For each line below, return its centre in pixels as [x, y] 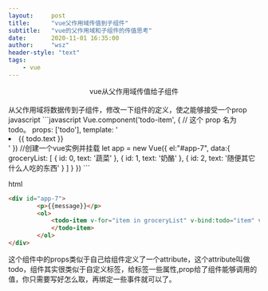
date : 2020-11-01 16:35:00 [64, 38]
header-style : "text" [44, 53]
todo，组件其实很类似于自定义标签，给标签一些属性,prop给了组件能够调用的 [133, 269]
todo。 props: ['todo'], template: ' [63, 129]
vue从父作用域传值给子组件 [134, 91]
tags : [17, 61]
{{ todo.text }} [41, 138]
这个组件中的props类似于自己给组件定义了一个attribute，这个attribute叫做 [129, 259]
